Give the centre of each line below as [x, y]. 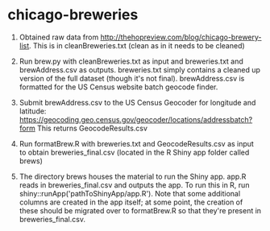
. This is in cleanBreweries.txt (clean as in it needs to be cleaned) [137, 45]
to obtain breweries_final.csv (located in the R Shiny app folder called [134, 152]
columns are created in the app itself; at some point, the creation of [131, 202]
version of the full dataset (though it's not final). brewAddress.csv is [132, 78]
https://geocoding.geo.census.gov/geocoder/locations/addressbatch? [136, 119]
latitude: [33, 111]
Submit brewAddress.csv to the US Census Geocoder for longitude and [137, 102]
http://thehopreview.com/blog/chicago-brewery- [181, 37]
